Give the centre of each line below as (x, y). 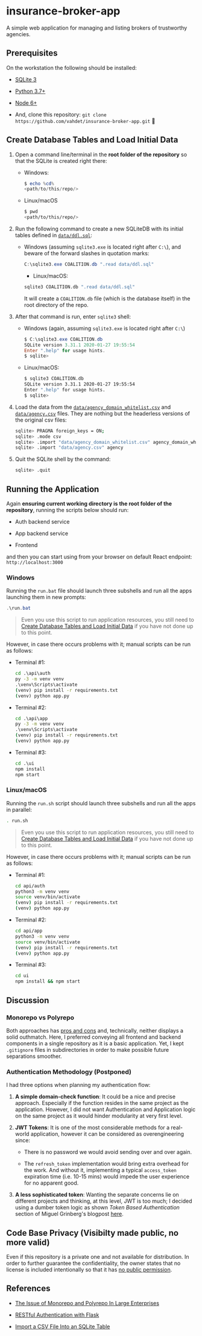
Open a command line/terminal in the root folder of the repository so (101, 154)
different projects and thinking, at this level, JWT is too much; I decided (103, 1201)
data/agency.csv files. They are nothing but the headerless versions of (102, 413)
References (28, 1289)
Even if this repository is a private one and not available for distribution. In (98, 1257)
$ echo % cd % (39, 183)
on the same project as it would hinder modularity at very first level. (99, 1116)
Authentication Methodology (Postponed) (69, 1072)
